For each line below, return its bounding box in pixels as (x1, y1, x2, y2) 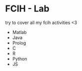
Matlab (12, 29, 27, 35)
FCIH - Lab (5, 3, 50, 14)
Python (12, 55, 27, 61)
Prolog (12, 39, 26, 45)
